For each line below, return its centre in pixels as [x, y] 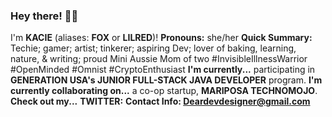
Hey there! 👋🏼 [44, 16]
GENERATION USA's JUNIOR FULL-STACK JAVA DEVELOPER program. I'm [166, 80]
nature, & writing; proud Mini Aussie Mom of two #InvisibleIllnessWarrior [159, 59]
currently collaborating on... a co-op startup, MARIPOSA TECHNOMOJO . [164, 91]
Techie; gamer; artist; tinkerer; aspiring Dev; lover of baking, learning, [153, 48]
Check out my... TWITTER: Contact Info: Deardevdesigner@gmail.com [160, 101]
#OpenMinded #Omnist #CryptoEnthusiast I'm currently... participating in [163, 70]
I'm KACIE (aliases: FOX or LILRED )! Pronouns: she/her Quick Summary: [161, 38]
